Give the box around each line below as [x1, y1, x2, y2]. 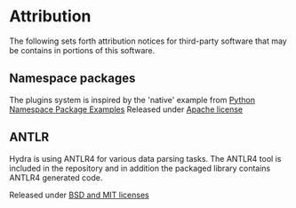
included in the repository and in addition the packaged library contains [9, 163, 271, 173]
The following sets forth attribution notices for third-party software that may [9, 36, 287, 46]
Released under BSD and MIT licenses [9, 189, 149, 200]
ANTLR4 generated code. [9, 172, 103, 183]
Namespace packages [9, 71, 136, 86]
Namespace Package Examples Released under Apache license [9, 104, 244, 115]
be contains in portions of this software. [9, 44, 156, 55]
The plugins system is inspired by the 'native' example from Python [9, 94, 256, 105]
